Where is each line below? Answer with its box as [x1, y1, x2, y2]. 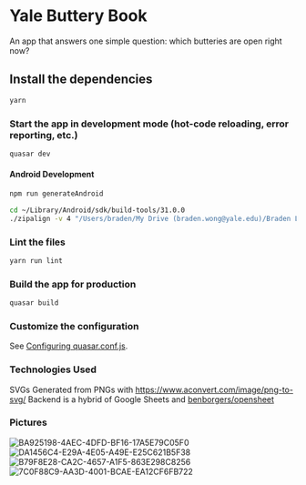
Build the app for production [9, 278, 137, 290]
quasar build [9, 298, 59, 308]
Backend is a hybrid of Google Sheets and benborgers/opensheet [27, 393, 275, 405]
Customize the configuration [9, 319, 139, 332]
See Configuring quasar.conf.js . [9, 340, 128, 351]
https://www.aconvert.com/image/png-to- [135, 384, 294, 395]
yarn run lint [9, 256, 64, 265]
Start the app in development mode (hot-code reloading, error [9, 117, 290, 130]
